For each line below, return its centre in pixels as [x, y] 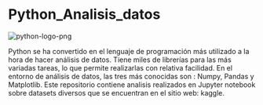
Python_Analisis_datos [84, 14]
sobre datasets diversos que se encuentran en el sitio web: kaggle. [117, 92]
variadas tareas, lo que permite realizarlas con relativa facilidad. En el [121, 67]
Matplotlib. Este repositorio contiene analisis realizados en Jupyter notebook [132, 85]
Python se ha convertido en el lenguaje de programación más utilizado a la [129, 51]
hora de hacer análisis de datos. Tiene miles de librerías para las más [120, 60]
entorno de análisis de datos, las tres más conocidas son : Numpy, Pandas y [131, 76]
